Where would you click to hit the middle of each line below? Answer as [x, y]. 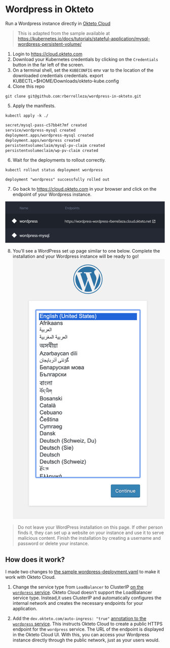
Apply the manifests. [34, 106]
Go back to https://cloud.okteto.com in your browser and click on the [84, 189]
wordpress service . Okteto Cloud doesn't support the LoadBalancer [82, 593]
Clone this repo [28, 86]
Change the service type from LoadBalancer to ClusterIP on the [78, 587]
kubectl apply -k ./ [27, 115]
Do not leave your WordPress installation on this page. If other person [90, 528]
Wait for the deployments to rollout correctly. [59, 160]
